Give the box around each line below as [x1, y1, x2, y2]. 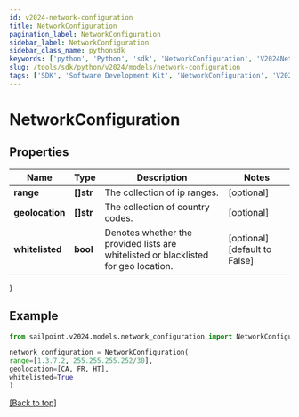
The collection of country [104, 200, 211, 213]
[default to [228, 242, 272, 255]
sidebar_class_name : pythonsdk [9, 46, 125, 55]
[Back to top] [9, 397, 57, 408]
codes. [104, 211, 133, 224]
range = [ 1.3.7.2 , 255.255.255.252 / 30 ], [9, 356, 153, 365]
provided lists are [104, 237, 177, 249]
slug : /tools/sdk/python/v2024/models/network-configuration [9, 63, 241, 72]
